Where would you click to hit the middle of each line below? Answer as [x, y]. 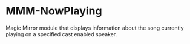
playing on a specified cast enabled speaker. [61, 34]
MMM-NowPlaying [54, 11]
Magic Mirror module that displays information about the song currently [95, 28]
